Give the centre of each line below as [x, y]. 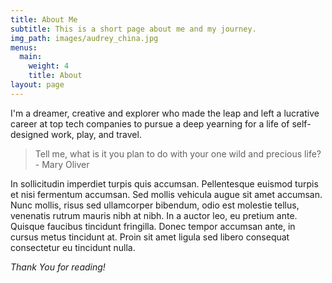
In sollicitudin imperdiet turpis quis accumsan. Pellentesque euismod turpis [164, 183]
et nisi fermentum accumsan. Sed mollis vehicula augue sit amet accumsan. [166, 194]
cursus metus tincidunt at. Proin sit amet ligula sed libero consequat [150, 237]
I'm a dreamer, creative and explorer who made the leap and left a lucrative [165, 113]
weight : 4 [49, 66]
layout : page [37, 85]
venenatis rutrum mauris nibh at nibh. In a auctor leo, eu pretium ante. [154, 215]
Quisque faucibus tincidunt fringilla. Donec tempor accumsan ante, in [153, 226]
